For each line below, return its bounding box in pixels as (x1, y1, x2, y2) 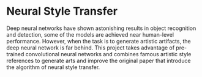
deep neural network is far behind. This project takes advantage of (6, 44, 175, 51)
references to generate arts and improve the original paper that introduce (6, 57, 191, 64)
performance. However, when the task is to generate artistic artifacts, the (6, 37, 191, 45)
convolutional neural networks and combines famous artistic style (25, 50, 192, 57)
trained (6, 50, 24, 57)
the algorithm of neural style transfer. (6, 63, 100, 71)
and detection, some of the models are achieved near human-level (6, 31, 174, 38)
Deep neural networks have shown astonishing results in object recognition (6, 24, 196, 32)
